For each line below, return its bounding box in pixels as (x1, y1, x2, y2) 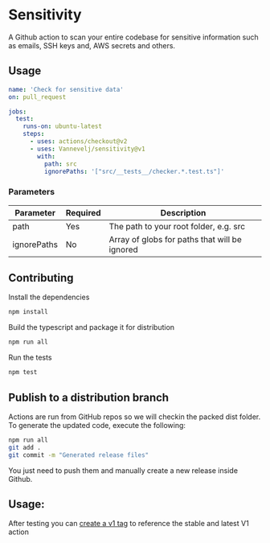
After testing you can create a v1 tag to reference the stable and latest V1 (8, 519, 249, 529)
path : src (43, 159, 78, 168)
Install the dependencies (8, 292, 90, 302)
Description (160, 207, 207, 218)
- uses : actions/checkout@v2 (29, 138, 128, 146)
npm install (8, 308, 48, 316)
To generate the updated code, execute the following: (8, 420, 186, 430)
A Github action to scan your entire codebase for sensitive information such (8, 32, 259, 42)
